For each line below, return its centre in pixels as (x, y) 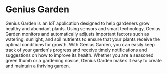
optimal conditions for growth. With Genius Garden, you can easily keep (80, 44)
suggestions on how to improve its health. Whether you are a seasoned (79, 55)
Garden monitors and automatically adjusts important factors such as (77, 34)
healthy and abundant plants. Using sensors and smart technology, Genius (83, 28)
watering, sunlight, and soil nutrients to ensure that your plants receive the (83, 39)
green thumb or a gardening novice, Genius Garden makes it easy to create (83, 60)
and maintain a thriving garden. (38, 66)
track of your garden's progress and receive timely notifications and (76, 50)
